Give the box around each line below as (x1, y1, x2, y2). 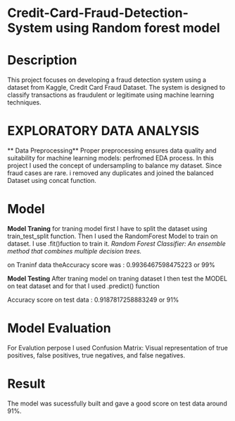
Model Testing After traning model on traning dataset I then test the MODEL (7, 274, 227, 283)
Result (7, 376, 46, 392)
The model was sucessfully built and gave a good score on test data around (7, 399, 227, 408)
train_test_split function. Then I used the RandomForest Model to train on (7, 232, 218, 240)
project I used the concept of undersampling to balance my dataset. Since (7, 161, 222, 170)
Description (7, 52, 77, 69)
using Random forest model (55, 20, 220, 36)
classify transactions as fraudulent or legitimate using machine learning (7, 90, 215, 100)
